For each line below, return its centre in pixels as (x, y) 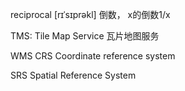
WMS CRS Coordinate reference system (93, 56)
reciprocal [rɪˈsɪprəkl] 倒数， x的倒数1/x (90, 14)
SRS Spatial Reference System (73, 75)
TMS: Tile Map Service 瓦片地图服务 (85, 36)
